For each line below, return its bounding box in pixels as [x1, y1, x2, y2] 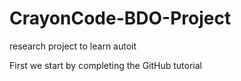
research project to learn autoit [9, 40, 137, 52]
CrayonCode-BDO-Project [9, 7, 232, 30]
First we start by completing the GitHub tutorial [9, 59, 203, 71]
